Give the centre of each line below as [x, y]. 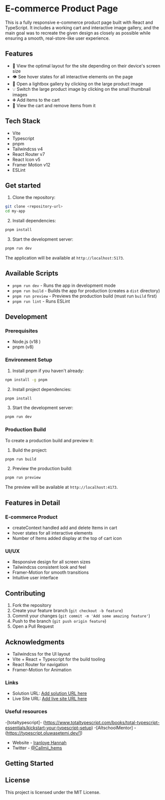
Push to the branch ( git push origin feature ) [59, 621]
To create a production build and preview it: [49, 440]
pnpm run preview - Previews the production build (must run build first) [84, 296]
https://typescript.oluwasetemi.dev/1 [44, 733]
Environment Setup [29, 360]
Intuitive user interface [35, 578]
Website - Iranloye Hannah [39, 742]
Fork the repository [32, 605]
